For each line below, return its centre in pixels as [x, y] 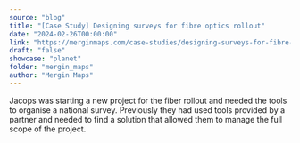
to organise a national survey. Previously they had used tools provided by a [147, 110]
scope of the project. [48, 129]
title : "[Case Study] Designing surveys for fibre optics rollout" [137, 26]
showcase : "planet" [46, 59]
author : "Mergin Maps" [51, 75]
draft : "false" [37, 51]
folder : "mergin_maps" [51, 68]
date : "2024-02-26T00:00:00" [63, 34]
